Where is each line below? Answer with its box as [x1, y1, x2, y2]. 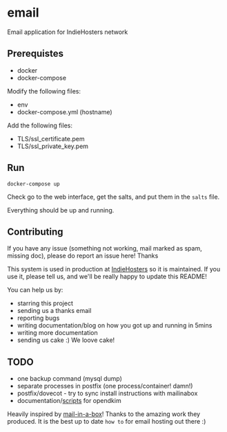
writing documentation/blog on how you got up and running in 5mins [17, 321, 213, 330]
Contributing [7, 226, 63, 237]
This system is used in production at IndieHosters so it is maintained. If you [7, 265, 221, 273]
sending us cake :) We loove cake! [17, 336, 115, 344]
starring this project [17, 299, 74, 307]
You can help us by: [7, 286, 63, 294]
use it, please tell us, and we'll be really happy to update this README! [7, 272, 207, 281]
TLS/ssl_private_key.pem [17, 142, 88, 150]
